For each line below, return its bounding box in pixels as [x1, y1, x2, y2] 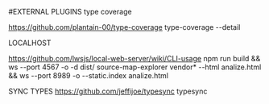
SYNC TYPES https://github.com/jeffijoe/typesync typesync [8, 86, 208, 96]
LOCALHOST [8, 38, 52, 48]
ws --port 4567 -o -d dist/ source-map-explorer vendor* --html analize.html [8, 62, 262, 72]
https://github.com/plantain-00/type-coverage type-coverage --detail [8, 23, 241, 31]
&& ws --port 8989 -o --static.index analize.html [8, 71, 169, 80]
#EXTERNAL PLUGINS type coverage [8, 7, 132, 16]
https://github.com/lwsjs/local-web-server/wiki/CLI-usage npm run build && [8, 54, 261, 63]
